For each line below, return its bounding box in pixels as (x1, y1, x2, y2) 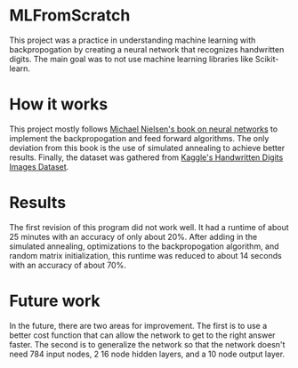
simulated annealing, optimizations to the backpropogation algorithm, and (9, 241, 279, 252)
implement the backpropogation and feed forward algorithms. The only (9, 132, 270, 143)
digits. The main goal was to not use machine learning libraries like (9, 53, 254, 64)
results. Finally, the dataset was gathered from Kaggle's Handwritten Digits (9, 152, 284, 163)
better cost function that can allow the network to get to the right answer (9, 330, 276, 340)
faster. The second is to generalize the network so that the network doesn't (9, 339, 286, 349)
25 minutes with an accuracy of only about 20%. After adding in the (9, 231, 258, 242)
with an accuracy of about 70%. (9, 260, 126, 270)
